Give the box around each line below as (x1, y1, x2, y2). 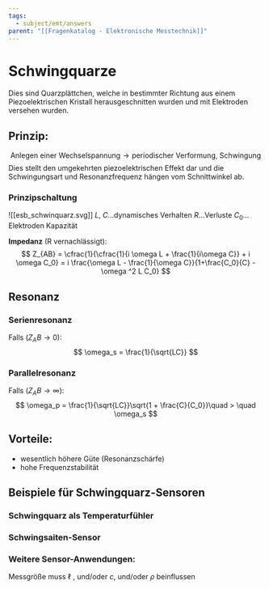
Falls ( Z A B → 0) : (8, 333, 62, 344)
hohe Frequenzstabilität (19, 462, 99, 472)
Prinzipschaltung (8, 192, 78, 203)
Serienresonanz (8, 314, 73, 325)
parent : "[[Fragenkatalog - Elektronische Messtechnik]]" (8, 27, 208, 35)
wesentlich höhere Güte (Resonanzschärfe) (19, 454, 165, 464)
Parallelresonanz (8, 367, 77, 379)
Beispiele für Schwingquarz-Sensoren (8, 486, 205, 499)
